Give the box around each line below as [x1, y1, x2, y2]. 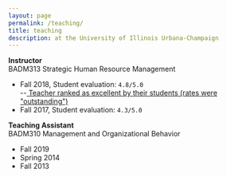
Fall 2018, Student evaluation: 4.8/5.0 [19, 80, 143, 89]
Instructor [8, 56, 42, 65]
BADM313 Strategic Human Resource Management [8, 65, 176, 74]
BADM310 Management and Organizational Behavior [8, 129, 181, 139]
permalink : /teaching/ [8, 19, 84, 27]
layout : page [8, 11, 52, 20]
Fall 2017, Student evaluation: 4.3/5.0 [19, 105, 143, 115]
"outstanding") [19, 96, 68, 106]
